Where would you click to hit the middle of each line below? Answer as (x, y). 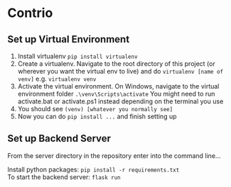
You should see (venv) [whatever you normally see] (95, 109)
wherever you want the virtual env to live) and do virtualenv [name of (120, 71)
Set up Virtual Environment (69, 39)
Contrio (30, 13)
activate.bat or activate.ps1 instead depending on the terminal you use (120, 101)
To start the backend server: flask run (64, 177)
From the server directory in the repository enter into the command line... (114, 155)
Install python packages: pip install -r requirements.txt (93, 169)
